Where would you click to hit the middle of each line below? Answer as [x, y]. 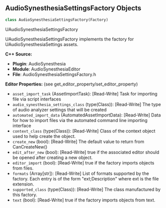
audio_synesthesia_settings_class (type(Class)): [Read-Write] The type [86, 104]
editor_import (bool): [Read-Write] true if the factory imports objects [83, 162]
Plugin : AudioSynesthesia [39, 63]
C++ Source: [19, 54]
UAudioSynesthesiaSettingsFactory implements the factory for [69, 39]
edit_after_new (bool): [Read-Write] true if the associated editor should [86, 152]
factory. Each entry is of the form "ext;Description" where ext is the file [85, 178]
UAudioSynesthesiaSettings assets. [42, 44]
